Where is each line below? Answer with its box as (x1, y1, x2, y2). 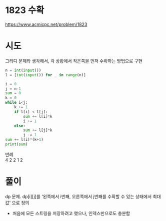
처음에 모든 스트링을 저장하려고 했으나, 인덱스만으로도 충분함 (12, 210, 130, 216)
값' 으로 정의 (5, 200, 29, 206)
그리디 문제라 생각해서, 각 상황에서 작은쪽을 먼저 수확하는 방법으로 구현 (5, 58, 142, 64)
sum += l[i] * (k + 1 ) (5, 137, 43, 142)
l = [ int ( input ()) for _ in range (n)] (5, 72, 86, 77)
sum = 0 (5, 91, 21, 96)
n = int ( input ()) (5, 68, 41, 73)
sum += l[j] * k (23, 128, 52, 133)
